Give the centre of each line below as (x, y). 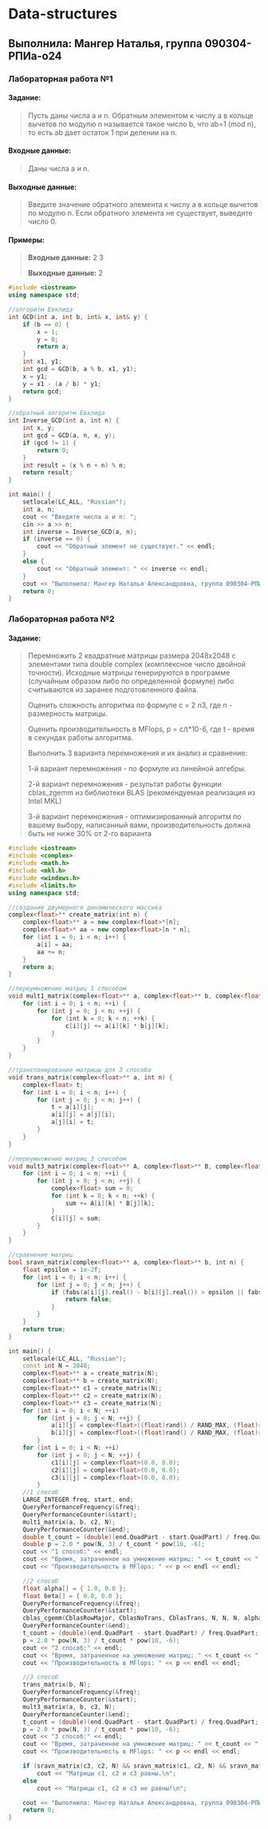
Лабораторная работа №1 (61, 78)
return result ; (48, 472)
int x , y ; (39, 428)
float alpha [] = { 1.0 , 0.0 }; (75, 1588)
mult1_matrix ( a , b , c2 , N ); (69, 1522)
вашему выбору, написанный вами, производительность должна (139, 825)
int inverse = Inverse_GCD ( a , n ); (80, 532)
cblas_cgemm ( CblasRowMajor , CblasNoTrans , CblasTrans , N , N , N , (132, 1618)
